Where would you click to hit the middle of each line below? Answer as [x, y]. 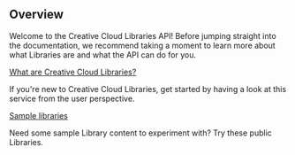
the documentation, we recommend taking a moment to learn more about [142, 45]
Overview [37, 15]
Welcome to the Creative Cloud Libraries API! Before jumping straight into [143, 35]
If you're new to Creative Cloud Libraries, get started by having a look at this [148, 89]
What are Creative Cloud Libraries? [73, 72]
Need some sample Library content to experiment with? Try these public [140, 133]
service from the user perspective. [72, 98]
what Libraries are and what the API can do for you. [103, 54]
